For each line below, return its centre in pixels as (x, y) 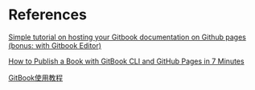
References (47, 15)
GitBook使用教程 (36, 77)
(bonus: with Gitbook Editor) (55, 45)
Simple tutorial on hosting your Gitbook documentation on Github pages (127, 37)
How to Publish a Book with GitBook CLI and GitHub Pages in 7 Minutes (126, 61)
